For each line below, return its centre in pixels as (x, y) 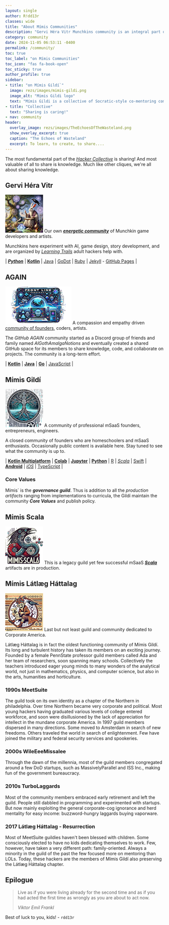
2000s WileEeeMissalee (36, 751)
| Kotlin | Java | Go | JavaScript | (39, 364)
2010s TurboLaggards (33, 786)
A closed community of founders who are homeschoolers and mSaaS (77, 440)
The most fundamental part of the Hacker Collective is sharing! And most (81, 159)
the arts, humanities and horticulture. (44, 677)
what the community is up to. (35, 451)
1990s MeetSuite (26, 690)
